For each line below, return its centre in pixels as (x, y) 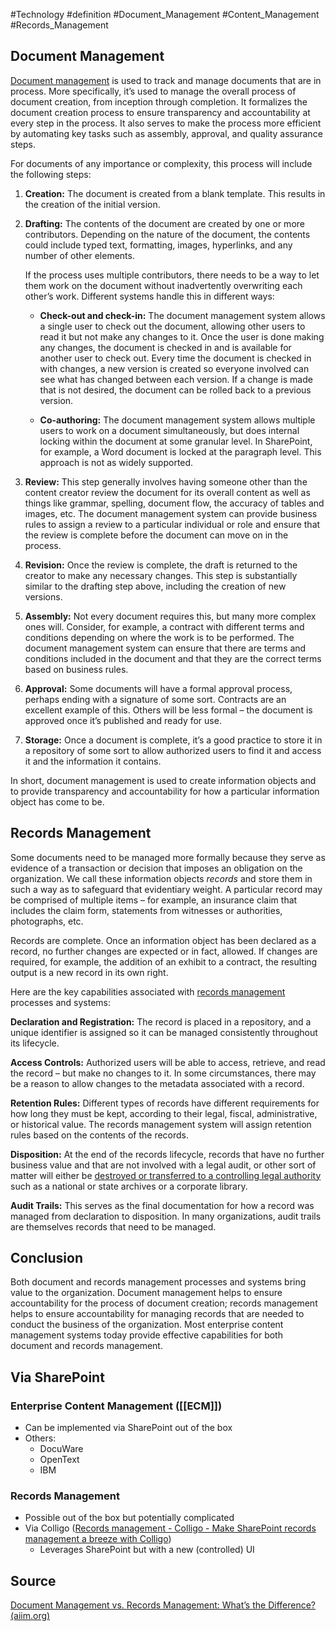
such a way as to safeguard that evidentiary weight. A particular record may (166, 889)
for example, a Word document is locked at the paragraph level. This (180, 451)
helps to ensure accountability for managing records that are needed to (157, 1314)
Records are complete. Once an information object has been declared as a (163, 940)
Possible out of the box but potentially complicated (129, 1518)
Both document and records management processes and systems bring (158, 1282)
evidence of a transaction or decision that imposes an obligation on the (156, 868)
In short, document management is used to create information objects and (163, 780)
